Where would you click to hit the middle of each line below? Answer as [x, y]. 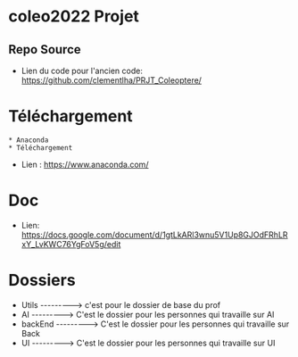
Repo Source [45, 50]
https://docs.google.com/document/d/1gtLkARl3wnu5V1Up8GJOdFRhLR [154, 235]
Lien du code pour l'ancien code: [82, 71]
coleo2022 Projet [74, 17]
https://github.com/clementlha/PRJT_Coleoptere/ [112, 80]
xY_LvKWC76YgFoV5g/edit [71, 244]
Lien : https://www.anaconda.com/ [85, 164]
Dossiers [42, 281]
